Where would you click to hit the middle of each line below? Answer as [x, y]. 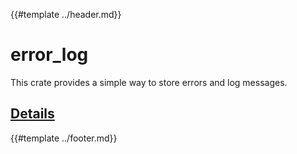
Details [32, 114]
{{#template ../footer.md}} [64, 138]
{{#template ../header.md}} [66, 14]
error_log [49, 55]
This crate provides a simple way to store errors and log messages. [149, 82]
